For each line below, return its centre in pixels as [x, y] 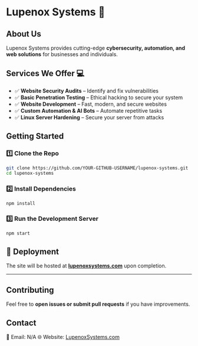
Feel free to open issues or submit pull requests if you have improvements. [98, 304]
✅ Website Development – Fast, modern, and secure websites [90, 104]
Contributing [30, 290]
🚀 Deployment [32, 251]
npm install [21, 203]
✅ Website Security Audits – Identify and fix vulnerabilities [87, 90]
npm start [18, 233]
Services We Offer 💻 [45, 74]
